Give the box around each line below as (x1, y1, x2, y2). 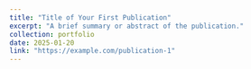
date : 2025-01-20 (9, 38, 75, 47)
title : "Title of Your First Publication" (9, 13, 172, 22)
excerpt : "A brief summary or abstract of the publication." (9, 22, 245, 30)
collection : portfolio (9, 30, 95, 39)
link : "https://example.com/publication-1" (9, 47, 176, 56)
